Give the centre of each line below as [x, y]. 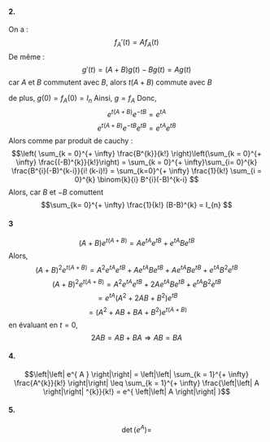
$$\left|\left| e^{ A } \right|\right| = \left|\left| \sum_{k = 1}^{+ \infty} [137, 374]
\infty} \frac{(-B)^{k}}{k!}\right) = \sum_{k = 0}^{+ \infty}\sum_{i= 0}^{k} [137, 162]
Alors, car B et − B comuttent [56, 192]
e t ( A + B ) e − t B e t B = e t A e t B [137, 128]
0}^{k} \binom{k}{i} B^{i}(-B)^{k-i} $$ [137, 180]
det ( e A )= [137, 429]
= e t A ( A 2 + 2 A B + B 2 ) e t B [138, 297]
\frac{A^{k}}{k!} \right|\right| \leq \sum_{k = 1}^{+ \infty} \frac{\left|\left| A [137, 383]
